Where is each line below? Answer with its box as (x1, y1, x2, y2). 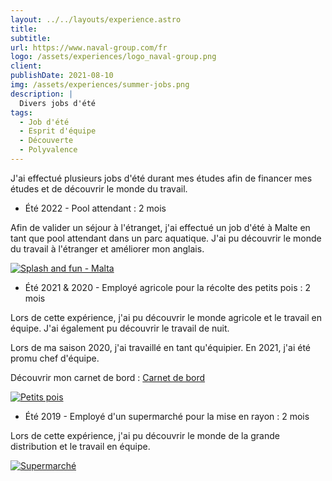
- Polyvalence (19, 145, 78, 155)
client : (10, 61, 43, 71)
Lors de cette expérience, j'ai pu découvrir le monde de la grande (10, 429, 280, 441)
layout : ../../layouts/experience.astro (10, 14, 182, 25)
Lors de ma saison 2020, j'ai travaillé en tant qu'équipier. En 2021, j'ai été (10, 341, 311, 353)
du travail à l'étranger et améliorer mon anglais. (10, 242, 205, 255)
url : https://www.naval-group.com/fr (10, 42, 168, 53)
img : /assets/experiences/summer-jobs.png (10, 80, 190, 90)
